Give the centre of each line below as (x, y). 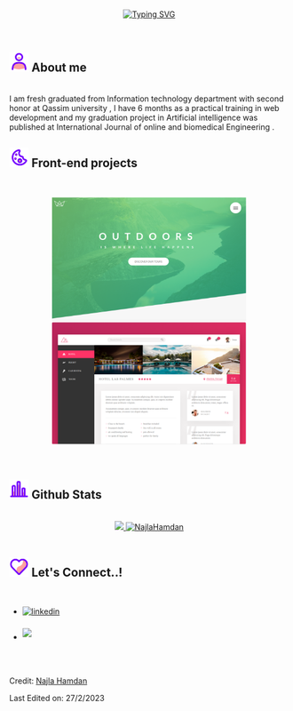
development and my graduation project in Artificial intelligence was (134, 117)
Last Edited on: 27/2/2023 (57, 698)
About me (59, 68)
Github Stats (66, 495)
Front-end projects (84, 163)
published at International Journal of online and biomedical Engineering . (142, 127)
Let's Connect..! (76, 573)
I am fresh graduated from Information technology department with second (146, 99)
